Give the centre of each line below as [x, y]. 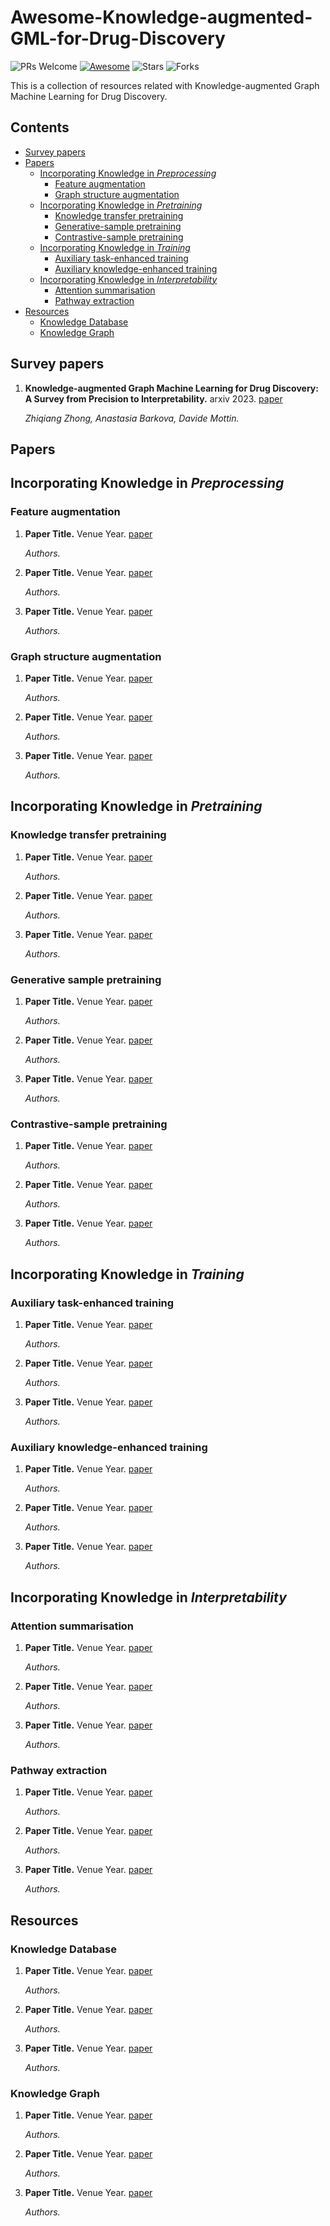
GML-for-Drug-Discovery [118, 38]
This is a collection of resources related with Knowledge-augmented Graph [165, 85]
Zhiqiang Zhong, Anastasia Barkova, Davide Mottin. [132, 418]
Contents [40, 127]
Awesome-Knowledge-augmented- [161, 17]
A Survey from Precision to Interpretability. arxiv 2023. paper [153, 398]
